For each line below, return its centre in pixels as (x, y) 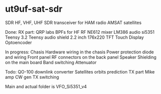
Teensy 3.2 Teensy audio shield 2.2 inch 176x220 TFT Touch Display (74, 37)
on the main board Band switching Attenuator (51, 62)
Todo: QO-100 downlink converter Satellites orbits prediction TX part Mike (80, 71)
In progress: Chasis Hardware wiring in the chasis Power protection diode (80, 52)
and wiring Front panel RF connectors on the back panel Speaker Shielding (81, 57)
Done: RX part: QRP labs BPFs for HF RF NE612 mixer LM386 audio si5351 (80, 32)
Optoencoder (18, 42)
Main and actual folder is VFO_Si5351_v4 (46, 86)
